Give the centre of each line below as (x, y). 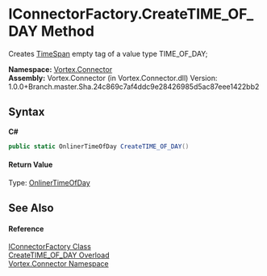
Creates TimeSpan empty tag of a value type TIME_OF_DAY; (108, 53)
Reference (26, 228)
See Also (31, 208)
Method (68, 31)
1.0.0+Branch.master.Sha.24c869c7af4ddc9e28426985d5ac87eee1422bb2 (134, 87)
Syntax (27, 112)
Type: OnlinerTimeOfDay (49, 182)
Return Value (31, 165)
